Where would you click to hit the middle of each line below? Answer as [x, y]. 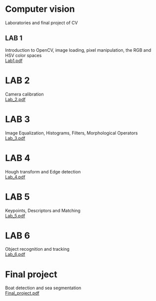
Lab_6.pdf [15, 254]
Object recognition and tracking [38, 249]
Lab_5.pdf [15, 216]
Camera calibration [24, 94]
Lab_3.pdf [15, 138]
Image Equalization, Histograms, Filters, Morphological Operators [72, 133]
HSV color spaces [23, 55]
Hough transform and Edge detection [43, 171]
